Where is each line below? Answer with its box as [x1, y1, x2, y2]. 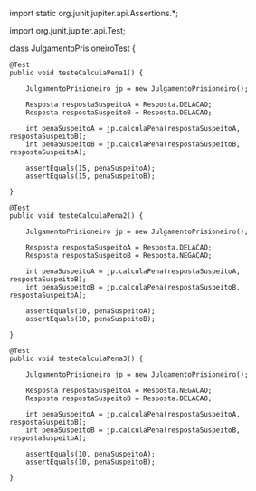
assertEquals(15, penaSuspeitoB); [25, 172, 156, 181]
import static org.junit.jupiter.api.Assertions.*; [9, 8, 179, 18]
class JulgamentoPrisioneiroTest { [9, 43, 136, 54]
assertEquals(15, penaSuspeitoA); [25, 163, 156, 172]
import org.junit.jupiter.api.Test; [9, 25, 126, 35]
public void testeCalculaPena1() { [9, 68, 144, 77]
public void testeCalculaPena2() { [9, 211, 144, 221]
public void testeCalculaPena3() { [9, 354, 144, 363]
